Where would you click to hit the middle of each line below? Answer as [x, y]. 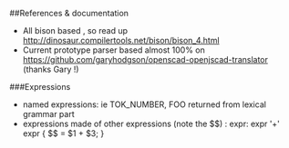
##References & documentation [69, 13]
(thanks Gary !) [51, 69]
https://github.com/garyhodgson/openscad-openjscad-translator [145, 59]
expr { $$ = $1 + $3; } [63, 133]
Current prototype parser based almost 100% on [114, 50]
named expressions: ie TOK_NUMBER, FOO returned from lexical [144, 104]
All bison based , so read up [75, 30]
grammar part [48, 114]
